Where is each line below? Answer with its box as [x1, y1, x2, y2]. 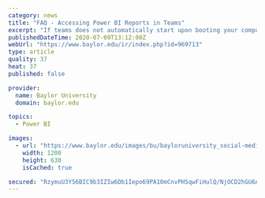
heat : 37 [8, 63, 37, 71]
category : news [8, 11, 58, 20]
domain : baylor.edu [15, 99, 80, 107]
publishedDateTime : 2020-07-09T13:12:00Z [8, 33, 147, 42]
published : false [8, 70, 65, 78]
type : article [8, 48, 55, 56]
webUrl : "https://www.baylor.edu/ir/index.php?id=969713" [8, 41, 203, 49]
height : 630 [22, 156, 62, 164]
